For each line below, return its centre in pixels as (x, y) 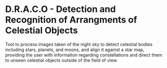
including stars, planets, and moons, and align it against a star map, (75, 49)
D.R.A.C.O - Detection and (61, 9)
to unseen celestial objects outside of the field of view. (61, 60)
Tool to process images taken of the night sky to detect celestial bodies (79, 44)
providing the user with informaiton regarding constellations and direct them (84, 55)
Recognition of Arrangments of (71, 20)
